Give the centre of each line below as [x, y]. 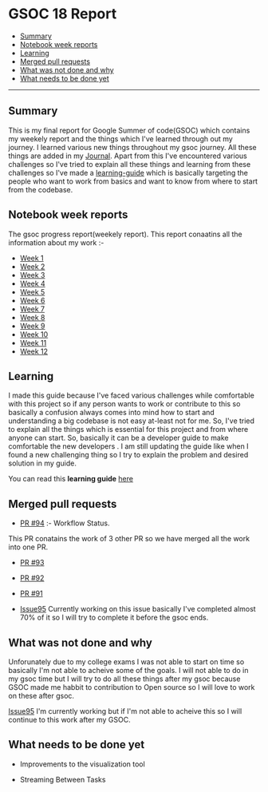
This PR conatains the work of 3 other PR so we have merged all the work [129, 539]
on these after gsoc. [41, 696]
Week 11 [33, 343]
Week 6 [32, 300]
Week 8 [32, 317]
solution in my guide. [43, 463]
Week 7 [32, 309]
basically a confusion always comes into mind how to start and [112, 413]
